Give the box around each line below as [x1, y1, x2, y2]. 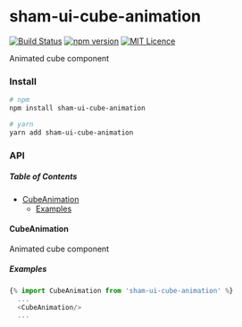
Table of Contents [9, 171, 78, 182]
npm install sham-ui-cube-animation [9, 104, 146, 113]
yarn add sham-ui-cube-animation [9, 127, 134, 137]
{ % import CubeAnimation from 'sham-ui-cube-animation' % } [9, 286, 234, 295]
